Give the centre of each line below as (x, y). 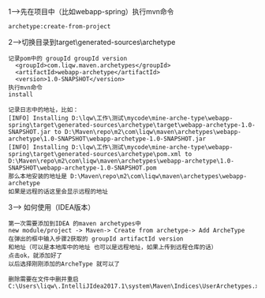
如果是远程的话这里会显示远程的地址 (58, 192)
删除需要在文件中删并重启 (43, 279)
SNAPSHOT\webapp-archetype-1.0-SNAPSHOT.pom (82, 168)
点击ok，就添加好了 (35, 255)
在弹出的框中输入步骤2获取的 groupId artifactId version (96, 239)
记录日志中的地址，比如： (43, 110)
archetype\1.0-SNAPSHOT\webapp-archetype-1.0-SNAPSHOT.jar (107, 139)
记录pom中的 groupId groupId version (68, 58)
